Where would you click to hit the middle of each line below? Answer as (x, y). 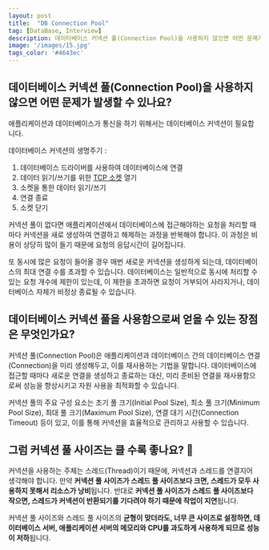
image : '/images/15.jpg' (50, 46)
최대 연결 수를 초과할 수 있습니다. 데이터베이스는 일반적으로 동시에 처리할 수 (141, 271)
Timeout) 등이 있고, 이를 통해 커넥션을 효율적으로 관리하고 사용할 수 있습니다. (129, 423)
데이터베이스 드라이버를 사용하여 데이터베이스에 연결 (101, 167)
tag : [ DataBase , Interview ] (55, 30)
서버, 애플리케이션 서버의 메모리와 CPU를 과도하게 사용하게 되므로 (144, 528)
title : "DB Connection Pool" (59, 23)
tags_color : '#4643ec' (46, 53)
